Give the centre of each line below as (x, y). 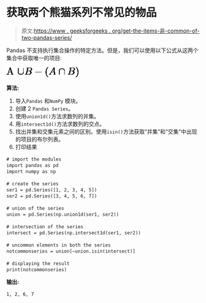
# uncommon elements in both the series (59, 245)
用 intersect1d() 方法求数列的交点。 (60, 124)
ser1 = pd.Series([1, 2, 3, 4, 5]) (52, 190)
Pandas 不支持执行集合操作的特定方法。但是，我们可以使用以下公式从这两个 (102, 50)
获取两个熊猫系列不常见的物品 (82, 13)
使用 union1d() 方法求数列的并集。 (57, 116)
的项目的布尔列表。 (40, 139)
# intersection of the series (45, 227)
